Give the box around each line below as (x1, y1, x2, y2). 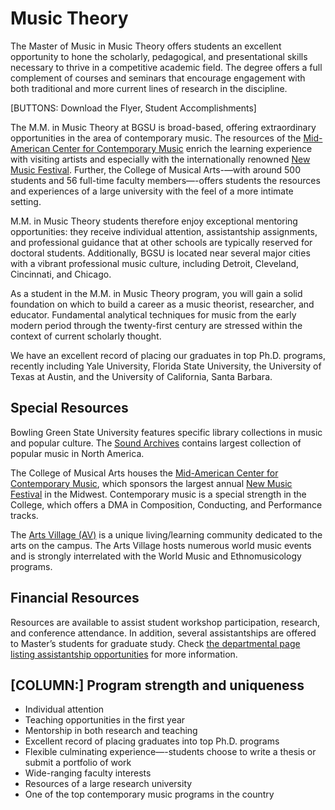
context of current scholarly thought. (10, 330, 162, 342)
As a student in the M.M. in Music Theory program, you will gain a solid (10, 287, 303, 299)
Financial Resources (10, 590, 140, 607)
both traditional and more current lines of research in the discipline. (10, 82, 288, 94)
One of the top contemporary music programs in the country (24, 788, 275, 801)
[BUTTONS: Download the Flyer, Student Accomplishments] (10, 102, 257, 114)
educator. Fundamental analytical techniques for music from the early (10, 308, 297, 321)
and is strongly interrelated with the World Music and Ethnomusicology (10, 550, 302, 562)
